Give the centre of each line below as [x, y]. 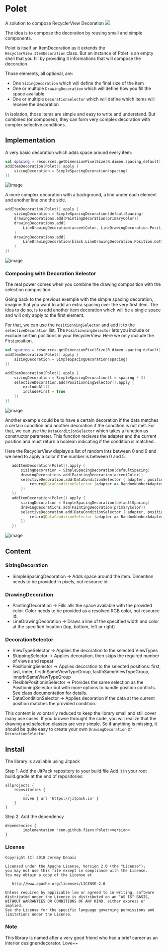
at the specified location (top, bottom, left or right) [64, 627]
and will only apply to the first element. [45, 315]
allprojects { [20, 786]
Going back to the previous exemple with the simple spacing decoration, [79, 299]
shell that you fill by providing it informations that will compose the [73, 58]
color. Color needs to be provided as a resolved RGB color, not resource [86, 611]
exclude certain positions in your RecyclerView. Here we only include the [80, 336]
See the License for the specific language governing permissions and [80, 910]
